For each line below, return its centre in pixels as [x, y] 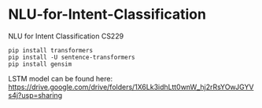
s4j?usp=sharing [35, 95]
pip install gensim [40, 64]
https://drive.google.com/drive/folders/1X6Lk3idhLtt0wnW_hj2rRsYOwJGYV [131, 87]
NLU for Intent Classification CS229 [66, 36]
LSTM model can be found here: [60, 78]
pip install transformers [50, 50]
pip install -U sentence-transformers [72, 57]
